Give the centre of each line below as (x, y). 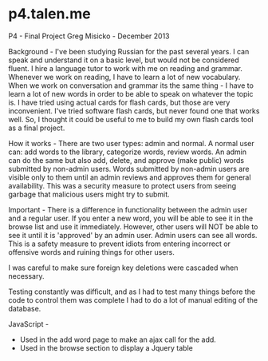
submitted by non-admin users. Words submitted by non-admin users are (129, 169)
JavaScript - (29, 323)
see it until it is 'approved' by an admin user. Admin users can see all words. (133, 235)
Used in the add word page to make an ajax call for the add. (118, 339)
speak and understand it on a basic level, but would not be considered (124, 60)
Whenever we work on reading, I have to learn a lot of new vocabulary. (124, 77)
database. (25, 308)
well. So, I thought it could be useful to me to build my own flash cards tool (131, 119)
